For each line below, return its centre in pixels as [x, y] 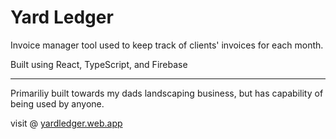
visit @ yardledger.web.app [66, 123]
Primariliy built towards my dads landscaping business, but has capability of [167, 93]
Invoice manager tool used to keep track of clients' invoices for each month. [167, 45]
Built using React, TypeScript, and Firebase [99, 64]
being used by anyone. [57, 103]
